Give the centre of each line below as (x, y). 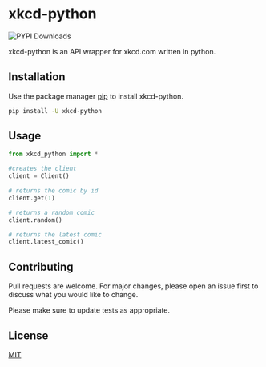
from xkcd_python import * (53, 154)
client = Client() (39, 176)
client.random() (35, 220)
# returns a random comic (51, 212)
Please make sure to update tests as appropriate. (89, 310)
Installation (37, 77)
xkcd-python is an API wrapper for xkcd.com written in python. (112, 51)
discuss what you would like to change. (73, 295)
